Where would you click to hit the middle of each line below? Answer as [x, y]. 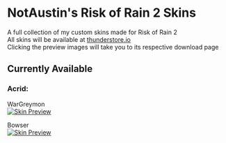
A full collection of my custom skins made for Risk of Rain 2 [92, 32]
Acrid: [18, 89]
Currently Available [50, 69]
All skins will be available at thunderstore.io [69, 39]
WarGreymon [26, 104]
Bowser [18, 125]
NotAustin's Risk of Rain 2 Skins [102, 13]
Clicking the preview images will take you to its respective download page [113, 47]
